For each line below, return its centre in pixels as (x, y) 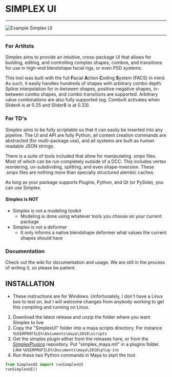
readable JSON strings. (30, 146)
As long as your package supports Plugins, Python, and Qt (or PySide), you (84, 182)
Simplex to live (28, 322)
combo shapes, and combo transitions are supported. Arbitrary (91, 94)
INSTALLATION (30, 284)
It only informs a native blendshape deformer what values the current (93, 232)
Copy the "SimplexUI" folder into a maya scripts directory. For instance (87, 328)
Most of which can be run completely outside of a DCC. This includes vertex (86, 161)
